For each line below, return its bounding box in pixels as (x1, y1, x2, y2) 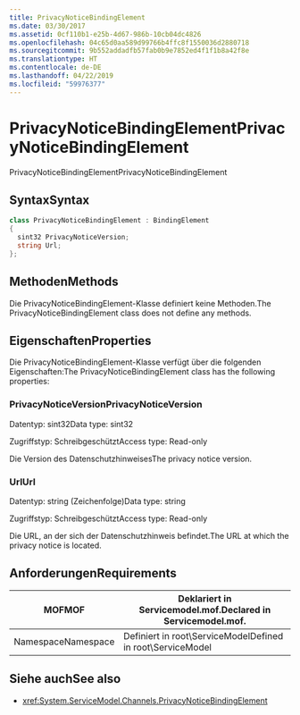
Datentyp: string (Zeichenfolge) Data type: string (9, 495, 186, 506)
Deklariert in (178, 592, 232, 604)
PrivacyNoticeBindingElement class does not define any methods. (9, 307, 252, 318)
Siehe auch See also (9, 671, 121, 686)
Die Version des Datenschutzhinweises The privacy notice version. (9, 453, 253, 464)
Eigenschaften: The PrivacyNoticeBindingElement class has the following (9, 366, 276, 377)
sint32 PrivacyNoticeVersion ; (17, 233, 129, 242)
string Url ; (17, 241, 62, 250)
